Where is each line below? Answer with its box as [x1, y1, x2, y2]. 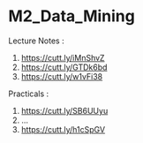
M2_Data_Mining [8, 6, 136, 26]
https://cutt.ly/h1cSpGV [20, 124, 106, 134]
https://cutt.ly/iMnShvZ [20, 52, 105, 63]
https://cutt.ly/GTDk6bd [20, 62, 108, 72]
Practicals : [8, 88, 49, 99]
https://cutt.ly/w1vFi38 [20, 71, 103, 81]
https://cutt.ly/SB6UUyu [20, 105, 109, 116]
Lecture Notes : [8, 35, 64, 46]
